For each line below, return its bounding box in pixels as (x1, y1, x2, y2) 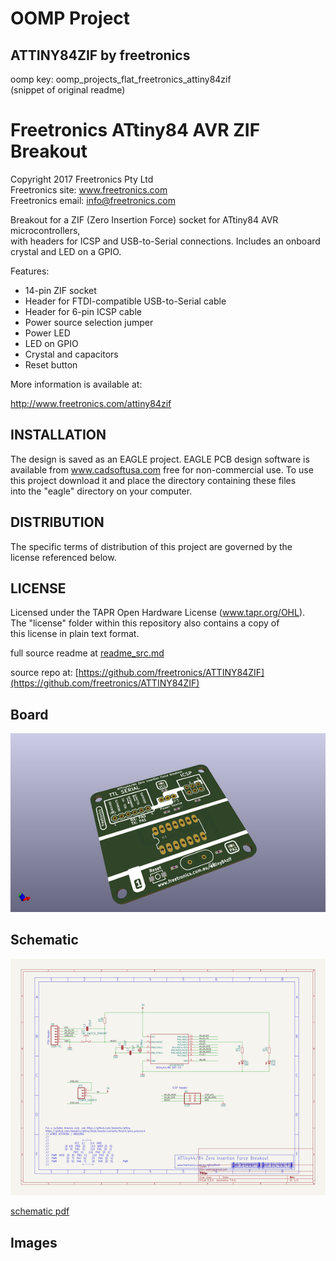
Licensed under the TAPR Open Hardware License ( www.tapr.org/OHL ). (10, 607, 306, 619)
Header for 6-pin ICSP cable (24, 305, 142, 317)
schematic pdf (10, 1205, 70, 1217)
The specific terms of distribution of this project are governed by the (10, 540, 293, 552)
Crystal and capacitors (24, 348, 119, 360)
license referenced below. (10, 551, 117, 563)
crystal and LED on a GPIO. (10, 245, 122, 257)
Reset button (24, 358, 78, 371)
